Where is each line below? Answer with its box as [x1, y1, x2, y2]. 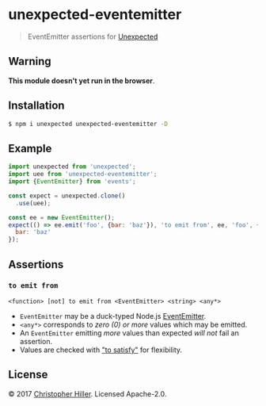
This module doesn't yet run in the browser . [8, 75, 155, 85]
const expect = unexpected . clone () [8, 192, 126, 200]
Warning [8, 55, 51, 68]
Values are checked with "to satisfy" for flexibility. [19, 345, 183, 354]
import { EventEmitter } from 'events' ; [8, 178, 136, 186]
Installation [8, 99, 65, 113]
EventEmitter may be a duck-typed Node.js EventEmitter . [19, 311, 207, 320]
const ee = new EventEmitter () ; [8, 213, 115, 221]
